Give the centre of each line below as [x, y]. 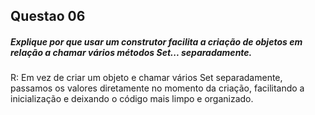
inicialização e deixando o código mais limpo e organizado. [132, 99]
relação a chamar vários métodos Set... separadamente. [131, 52]
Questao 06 [48, 16]
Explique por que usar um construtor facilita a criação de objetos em [156, 41]
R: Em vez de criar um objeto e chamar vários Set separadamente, [146, 78]
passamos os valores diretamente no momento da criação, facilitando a [157, 88]
